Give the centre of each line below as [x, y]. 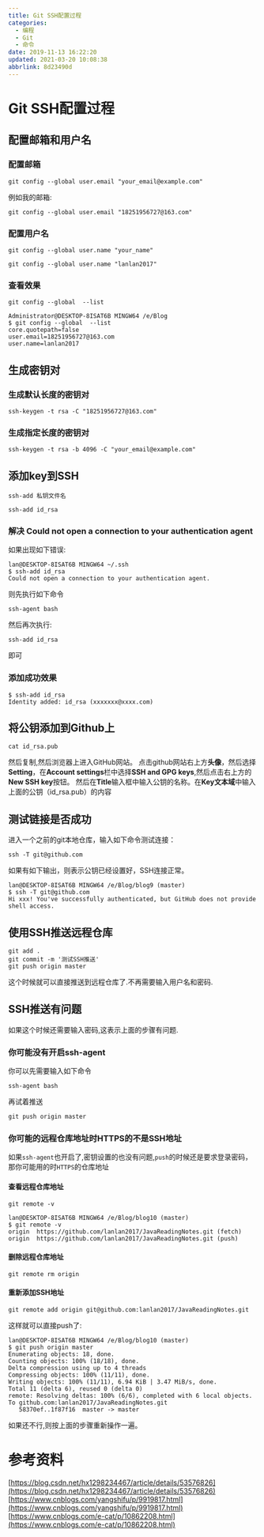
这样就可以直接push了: [45, 1325]
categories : [28, 23]
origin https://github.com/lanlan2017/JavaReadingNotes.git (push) [123, 1238]
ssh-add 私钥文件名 [37, 496]
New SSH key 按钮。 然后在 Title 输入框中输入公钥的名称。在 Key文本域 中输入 [132, 782]
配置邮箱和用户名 [50, 140]
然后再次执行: [30, 625]
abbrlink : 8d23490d [40, 67]
